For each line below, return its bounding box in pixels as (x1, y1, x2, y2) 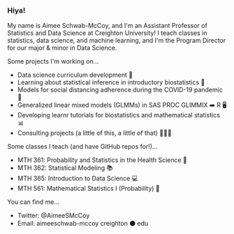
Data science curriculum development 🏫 (17, 71, 133, 79)
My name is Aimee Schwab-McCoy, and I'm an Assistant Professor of (7, 22, 207, 30)
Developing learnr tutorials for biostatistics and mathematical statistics (17, 111, 220, 119)
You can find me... (7, 198, 60, 206)
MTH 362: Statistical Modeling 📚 (17, 163, 113, 173)
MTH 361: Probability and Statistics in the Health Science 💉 (17, 156, 187, 164)
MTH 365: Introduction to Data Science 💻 (17, 174, 138, 183)
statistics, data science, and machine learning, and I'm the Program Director (7, 36, 226, 45)
